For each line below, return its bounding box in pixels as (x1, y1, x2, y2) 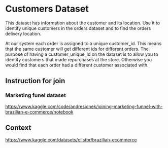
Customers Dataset (5, 3, 89, 15)
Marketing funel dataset (5, 92, 66, 99)
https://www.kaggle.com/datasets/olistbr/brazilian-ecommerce (5, 137, 137, 143)
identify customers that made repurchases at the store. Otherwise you (5, 56, 152, 62)
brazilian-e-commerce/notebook (5, 108, 74, 115)
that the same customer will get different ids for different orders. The (5, 46, 149, 52)
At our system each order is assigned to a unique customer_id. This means (5, 40, 161, 46)
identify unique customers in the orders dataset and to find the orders (5, 25, 151, 31)
